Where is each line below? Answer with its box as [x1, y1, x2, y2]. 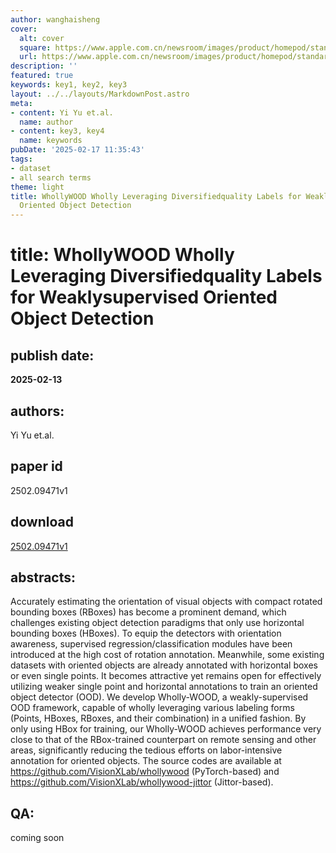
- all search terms [10, 172, 92, 183]
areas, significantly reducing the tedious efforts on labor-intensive [10, 744, 283, 756]
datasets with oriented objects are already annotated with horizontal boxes [10, 659, 318, 671]
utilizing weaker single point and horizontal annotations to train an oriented [10, 681, 318, 693]
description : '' [10, 61, 78, 71]
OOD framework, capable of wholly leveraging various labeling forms [10, 702, 295, 714]
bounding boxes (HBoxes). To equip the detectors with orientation [10, 627, 282, 640]
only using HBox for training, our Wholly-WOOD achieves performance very [10, 723, 322, 735]
